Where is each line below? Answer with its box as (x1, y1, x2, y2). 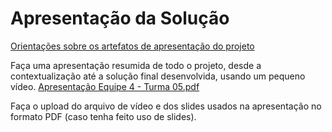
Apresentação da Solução (10, 7, 230, 30)
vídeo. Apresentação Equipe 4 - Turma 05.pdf (10, 80, 200, 92)
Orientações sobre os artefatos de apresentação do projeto (10, 40, 255, 52)
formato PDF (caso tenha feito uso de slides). (10, 110, 197, 122)
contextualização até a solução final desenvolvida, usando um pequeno (10, 70, 306, 82)
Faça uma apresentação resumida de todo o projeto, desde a (10, 59, 262, 71)
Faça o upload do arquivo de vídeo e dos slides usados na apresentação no (10, 100, 322, 112)
